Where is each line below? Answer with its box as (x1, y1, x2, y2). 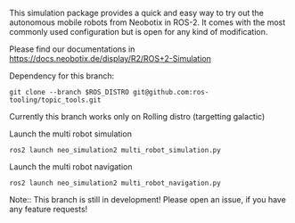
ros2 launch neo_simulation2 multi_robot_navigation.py (9, 178, 221, 187)
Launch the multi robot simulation (9, 128, 132, 139)
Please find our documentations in (9, 44, 135, 54)
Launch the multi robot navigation (9, 161, 133, 172)
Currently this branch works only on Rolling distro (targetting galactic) (9, 111, 266, 121)
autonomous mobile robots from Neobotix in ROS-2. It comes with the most (9, 17, 286, 28)
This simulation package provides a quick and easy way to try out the (9, 8, 265, 18)
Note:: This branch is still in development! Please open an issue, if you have (9, 194, 287, 204)
